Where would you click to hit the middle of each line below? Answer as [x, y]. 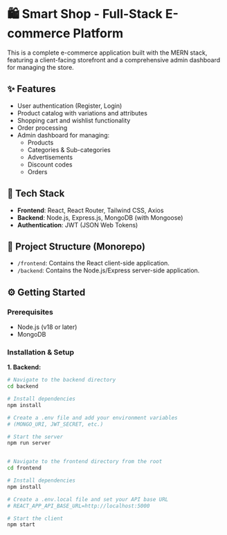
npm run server [29, 443]
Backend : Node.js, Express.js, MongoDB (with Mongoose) [100, 217]
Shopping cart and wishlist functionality [74, 120]
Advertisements [50, 157]
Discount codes [50, 165]
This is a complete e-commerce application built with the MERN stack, [107, 53]
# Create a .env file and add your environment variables [92, 417]
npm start [21, 525]
